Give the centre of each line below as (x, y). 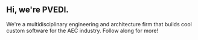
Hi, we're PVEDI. (38, 10)
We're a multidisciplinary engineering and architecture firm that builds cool (99, 24)
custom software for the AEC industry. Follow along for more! (82, 30)
